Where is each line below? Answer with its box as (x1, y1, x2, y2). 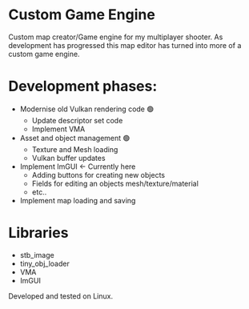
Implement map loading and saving (19, 195, 136, 205)
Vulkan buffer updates (31, 153, 106, 163)
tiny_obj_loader (19, 259, 70, 268)
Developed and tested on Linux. (8, 291, 114, 301)
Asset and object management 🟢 (19, 133, 131, 142)
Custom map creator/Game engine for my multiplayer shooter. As (8, 32, 223, 42)
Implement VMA (31, 124, 86, 134)
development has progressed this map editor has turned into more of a (8, 40, 242, 50)
